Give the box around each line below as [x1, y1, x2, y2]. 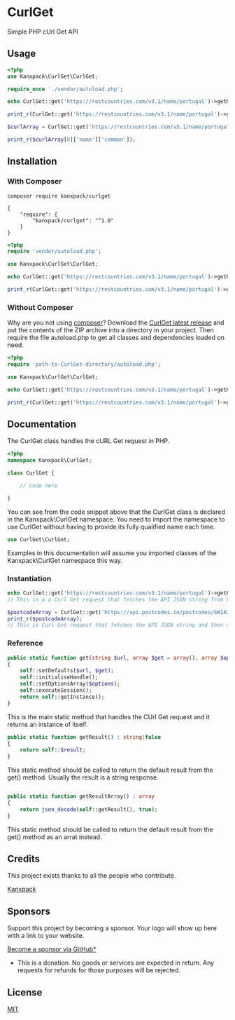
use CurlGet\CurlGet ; [7, 536, 71, 543]
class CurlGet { [7, 470, 55, 477]
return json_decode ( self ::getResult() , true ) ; [20, 805, 158, 813]
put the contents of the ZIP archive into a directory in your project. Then [7, 326, 215, 334]
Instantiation [7, 573, 52, 583]
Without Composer [7, 302, 73, 312]
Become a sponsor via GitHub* [7, 945, 97, 953]
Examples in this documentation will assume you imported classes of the [7, 548, 217, 557]
